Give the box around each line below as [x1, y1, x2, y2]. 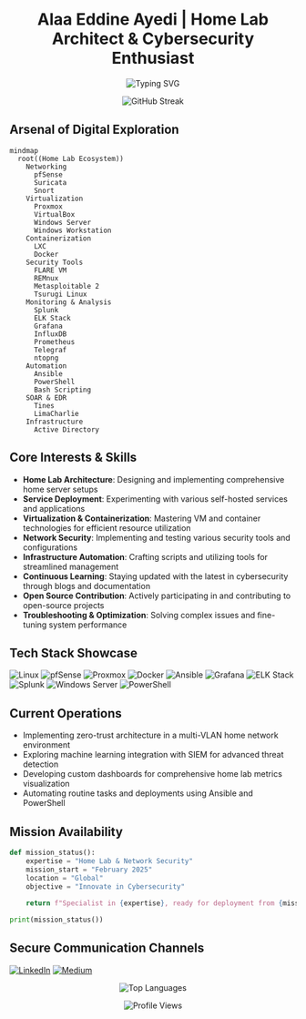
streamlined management [22, 561, 119, 572]
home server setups [22, 484, 98, 494]
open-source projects [22, 599, 105, 610]
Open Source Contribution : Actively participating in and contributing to [22, 590, 291, 601]
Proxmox [33, 201, 64, 211]
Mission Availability [9, 824, 123, 840]
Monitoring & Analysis [25, 297, 112, 307]
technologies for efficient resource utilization [22, 522, 191, 533]
